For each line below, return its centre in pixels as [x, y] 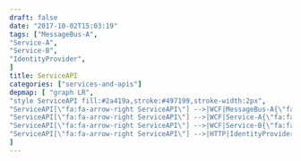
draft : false [34, 17]
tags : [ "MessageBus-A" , [54, 34]
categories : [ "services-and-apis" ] [76, 84]
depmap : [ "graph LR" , [52, 92]
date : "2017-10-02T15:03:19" [64, 26]
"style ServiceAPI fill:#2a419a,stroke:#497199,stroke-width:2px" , [138, 101]
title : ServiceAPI [43, 76]
